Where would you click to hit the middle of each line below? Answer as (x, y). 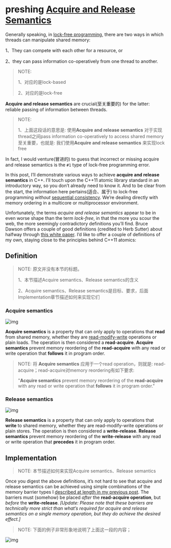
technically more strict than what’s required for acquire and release (77, 508)
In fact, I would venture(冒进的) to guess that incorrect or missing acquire (82, 159)
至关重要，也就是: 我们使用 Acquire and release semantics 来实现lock (91, 143)
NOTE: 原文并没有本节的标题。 (50, 269)
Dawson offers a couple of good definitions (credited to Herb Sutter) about (84, 229)
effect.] (13, 519)
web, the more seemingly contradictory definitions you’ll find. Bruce (77, 223)
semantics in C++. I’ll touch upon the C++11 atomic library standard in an (82, 180)
